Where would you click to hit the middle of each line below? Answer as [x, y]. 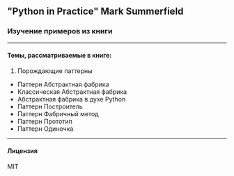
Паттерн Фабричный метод [58, 113]
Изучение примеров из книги [60, 31]
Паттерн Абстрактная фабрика [63, 84]
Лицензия [23, 151]
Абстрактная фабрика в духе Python [71, 99]
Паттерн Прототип [45, 121]
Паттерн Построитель [50, 106]
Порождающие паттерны [55, 71]
